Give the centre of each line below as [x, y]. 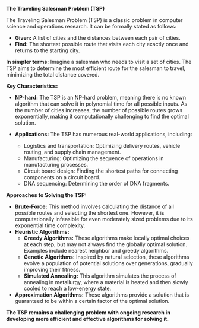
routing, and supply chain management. [72, 152]
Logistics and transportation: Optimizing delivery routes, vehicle [102, 146]
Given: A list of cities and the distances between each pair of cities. [98, 38]
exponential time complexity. [50, 225]
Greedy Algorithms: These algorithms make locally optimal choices [107, 238]
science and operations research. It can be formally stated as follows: [91, 26]
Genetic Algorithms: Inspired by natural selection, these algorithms [106, 257]
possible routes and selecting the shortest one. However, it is [89, 213]
